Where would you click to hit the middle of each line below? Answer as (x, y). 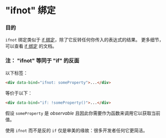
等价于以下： (19, 93)
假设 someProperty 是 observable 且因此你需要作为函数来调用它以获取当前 (83, 113)
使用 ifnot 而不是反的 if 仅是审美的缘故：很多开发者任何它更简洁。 (76, 130)
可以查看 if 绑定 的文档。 (31, 46)
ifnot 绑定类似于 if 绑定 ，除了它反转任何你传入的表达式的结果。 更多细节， (85, 40)
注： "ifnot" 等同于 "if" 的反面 (42, 61)
